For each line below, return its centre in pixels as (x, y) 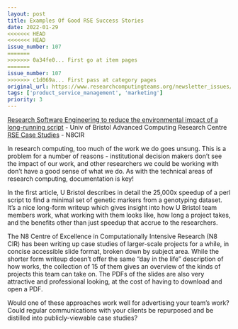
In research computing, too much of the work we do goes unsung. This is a (117, 149)
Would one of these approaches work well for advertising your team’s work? (119, 303)
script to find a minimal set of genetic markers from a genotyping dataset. (115, 200)
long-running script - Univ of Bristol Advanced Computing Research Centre (117, 127)
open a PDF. (25, 289)
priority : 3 (25, 100)
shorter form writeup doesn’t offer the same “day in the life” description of (115, 259)
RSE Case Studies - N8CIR (46, 135)
